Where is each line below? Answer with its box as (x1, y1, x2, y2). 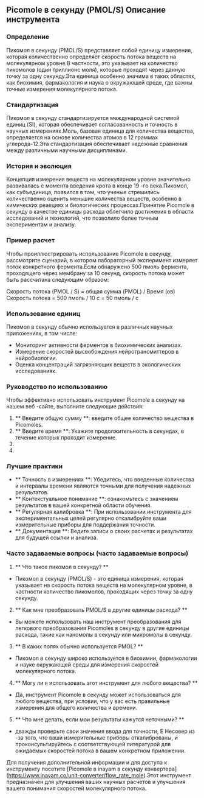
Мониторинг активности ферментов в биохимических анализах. (15, 341, 183, 349)
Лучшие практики (6, 462, 63, 471)
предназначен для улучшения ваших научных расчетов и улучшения (6, 778, 186, 785)
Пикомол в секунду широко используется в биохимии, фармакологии (15, 654, 197, 662)
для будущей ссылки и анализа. (15, 534, 98, 541)
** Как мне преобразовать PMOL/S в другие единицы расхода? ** (15, 606, 188, 614)
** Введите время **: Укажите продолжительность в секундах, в (15, 427, 184, 435)
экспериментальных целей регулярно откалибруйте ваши (15, 514, 167, 522)
